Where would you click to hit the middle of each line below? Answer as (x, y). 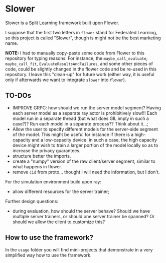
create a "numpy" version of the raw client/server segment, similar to (84, 161)
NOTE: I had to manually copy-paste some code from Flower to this (75, 53)
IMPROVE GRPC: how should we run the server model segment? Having (87, 108)
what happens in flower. (37, 166)
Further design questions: (32, 201)
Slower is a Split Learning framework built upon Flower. (62, 23)
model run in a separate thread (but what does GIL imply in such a (80, 118)
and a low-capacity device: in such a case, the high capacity (94, 140)
